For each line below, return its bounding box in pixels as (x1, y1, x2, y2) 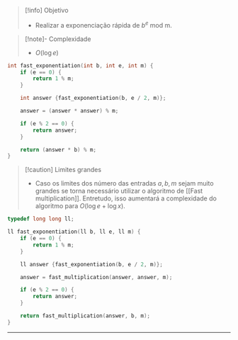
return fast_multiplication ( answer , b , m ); (20, 312, 151, 319)
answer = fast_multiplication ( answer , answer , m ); (20, 273, 173, 280)
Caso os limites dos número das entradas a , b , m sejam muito (35, 179, 214, 188)
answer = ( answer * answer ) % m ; (20, 108, 119, 115)
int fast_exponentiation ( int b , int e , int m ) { (7, 62, 154, 69)
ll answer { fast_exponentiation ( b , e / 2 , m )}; (20, 261, 163, 268)
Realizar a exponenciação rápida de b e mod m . (35, 20, 172, 29)
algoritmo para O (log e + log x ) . (35, 202, 125, 210)
